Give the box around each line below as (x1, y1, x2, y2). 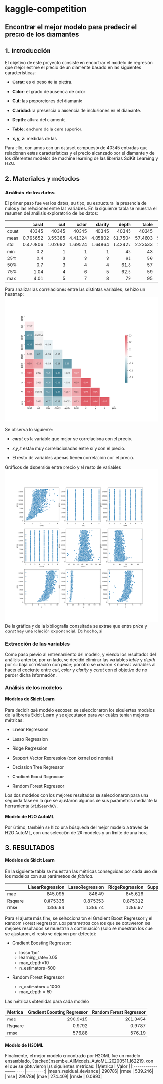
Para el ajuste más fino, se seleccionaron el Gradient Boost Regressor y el (5, 915, 153, 921)
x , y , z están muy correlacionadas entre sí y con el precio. (12, 445, 126, 452)
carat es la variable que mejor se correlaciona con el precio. (12, 436, 132, 442)
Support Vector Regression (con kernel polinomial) (12, 755, 114, 760)
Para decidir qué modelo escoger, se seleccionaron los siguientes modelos (5, 707, 155, 712)
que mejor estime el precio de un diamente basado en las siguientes (5, 65, 142, 71)
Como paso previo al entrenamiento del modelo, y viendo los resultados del (5, 651, 156, 657)
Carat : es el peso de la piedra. (12, 79, 73, 85)
